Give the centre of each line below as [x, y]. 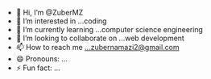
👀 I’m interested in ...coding [61, 21]
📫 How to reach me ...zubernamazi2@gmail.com [97, 47]
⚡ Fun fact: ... [38, 68]
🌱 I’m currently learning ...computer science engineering [110, 29]
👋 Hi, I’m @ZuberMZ [50, 12]
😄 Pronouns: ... [42, 59]
